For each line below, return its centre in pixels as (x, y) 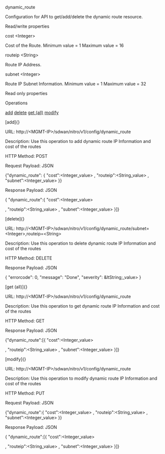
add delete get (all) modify (32, 113)
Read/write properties (27, 26)
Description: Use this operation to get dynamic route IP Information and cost (82, 306)
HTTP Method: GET (25, 321)
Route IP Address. (23, 65)
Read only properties (26, 93)
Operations (16, 103)
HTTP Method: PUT (25, 393)
